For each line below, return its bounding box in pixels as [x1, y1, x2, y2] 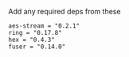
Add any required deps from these [8, 7, 121, 16]
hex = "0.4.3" [8, 36, 56, 44]
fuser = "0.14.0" [8, 43, 66, 51]
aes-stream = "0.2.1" [8, 22, 80, 30]
